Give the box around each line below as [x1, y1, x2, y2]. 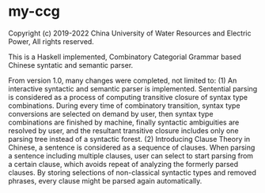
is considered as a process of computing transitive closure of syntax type [8, 92, 248, 102]
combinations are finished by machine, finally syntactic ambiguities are [8, 117, 240, 127]
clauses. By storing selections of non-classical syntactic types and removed [8, 168, 257, 177]
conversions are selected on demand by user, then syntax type [8, 109, 214, 118]
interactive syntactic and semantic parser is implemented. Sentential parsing [8, 84, 258, 93]
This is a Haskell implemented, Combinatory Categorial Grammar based [8, 52, 241, 61]
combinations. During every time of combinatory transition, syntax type [8, 101, 240, 110]
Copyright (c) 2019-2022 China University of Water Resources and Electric [8, 28, 252, 38]
